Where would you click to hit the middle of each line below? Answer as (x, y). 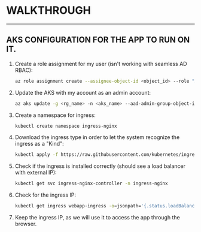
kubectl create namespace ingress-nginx (66, 126)
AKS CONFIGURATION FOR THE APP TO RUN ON (98, 40)
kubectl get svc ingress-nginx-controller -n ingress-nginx (91, 183)
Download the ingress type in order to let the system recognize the (97, 137)
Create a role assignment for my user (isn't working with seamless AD (101, 64)
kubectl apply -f (36, 155)
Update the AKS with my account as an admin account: (83, 92)
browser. (26, 224)
